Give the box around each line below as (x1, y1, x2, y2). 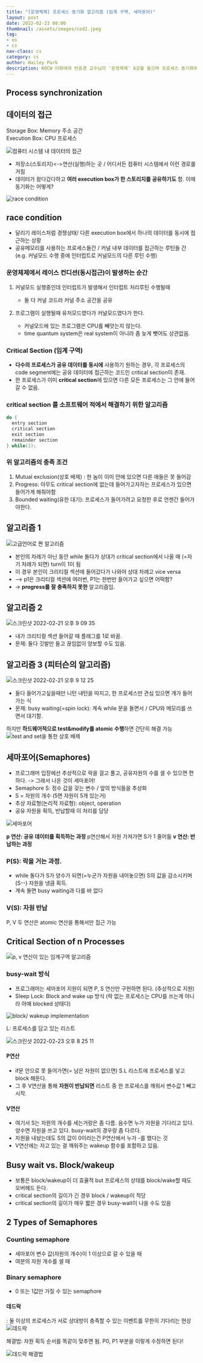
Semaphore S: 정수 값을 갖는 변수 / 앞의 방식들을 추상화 (14, 784, 147, 792)
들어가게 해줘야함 (14, 488, 56, 495)
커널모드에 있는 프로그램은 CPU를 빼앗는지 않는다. (24, 322, 142, 329)
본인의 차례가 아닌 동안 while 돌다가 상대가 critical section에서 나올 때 (14, 553, 181, 560)
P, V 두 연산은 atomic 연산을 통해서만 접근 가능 (6, 918, 117, 926)
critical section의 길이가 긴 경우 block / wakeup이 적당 (14, 1192, 146, 1199)
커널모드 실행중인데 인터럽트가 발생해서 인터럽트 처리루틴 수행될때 (14, 283, 170, 291)
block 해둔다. (14, 1074, 47, 1082)
